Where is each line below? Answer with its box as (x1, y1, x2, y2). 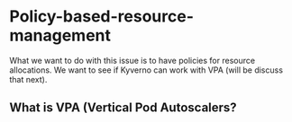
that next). (9, 74, 48, 84)
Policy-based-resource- (9, 6, 195, 27)
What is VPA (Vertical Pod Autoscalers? (9, 100, 237, 116)
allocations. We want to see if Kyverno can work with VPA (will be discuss (9, 65, 284, 75)
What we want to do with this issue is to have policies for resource (9, 55, 255, 65)
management (9, 25, 111, 46)
